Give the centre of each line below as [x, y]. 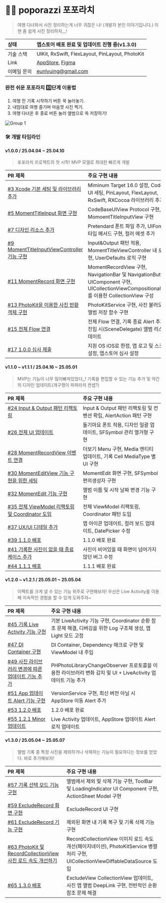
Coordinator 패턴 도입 [107, 514]
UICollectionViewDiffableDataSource [109, 861]
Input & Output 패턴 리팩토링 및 [117, 408]
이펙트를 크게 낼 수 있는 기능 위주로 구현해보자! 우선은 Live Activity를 [83, 591]
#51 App [18, 693]
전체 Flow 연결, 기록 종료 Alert [121, 322]
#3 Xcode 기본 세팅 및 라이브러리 [44, 189]
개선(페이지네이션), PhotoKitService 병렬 [112, 846]
